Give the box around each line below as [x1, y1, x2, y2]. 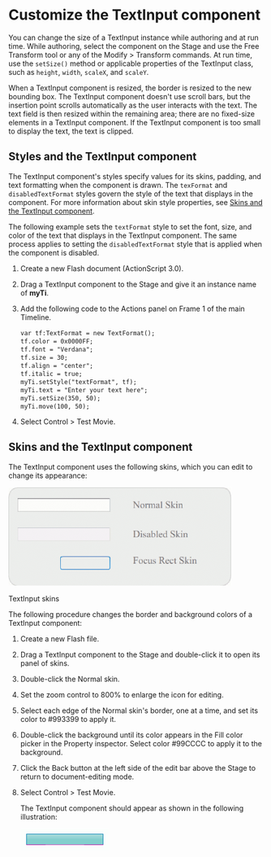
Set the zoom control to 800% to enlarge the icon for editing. [19, 689, 225, 699]
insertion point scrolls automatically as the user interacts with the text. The [8, 100, 258, 110]
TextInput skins [8, 593, 59, 603]
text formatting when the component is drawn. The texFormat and [8, 180, 228, 190]
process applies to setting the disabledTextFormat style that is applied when [8, 238, 262, 249]
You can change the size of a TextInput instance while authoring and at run [8, 33, 260, 42]
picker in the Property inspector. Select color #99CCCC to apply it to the [19, 738, 262, 748]
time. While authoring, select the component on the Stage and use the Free [8, 41, 260, 50]
